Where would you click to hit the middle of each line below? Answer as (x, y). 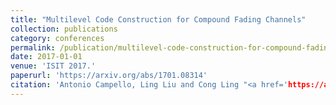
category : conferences (57, 38)
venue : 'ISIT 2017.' (53, 66)
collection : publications (64, 29)
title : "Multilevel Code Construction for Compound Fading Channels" (158, 19)
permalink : (33, 47)
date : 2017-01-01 (46, 57)
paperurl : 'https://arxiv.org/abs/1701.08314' (109, 76)
